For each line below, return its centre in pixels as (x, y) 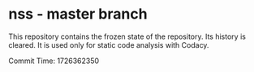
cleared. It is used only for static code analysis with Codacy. (109, 44)
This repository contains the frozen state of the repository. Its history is (127, 36)
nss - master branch (78, 14)
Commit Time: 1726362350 (54, 61)
